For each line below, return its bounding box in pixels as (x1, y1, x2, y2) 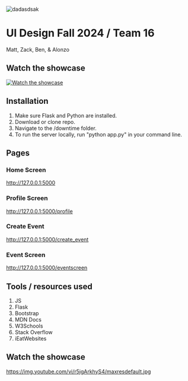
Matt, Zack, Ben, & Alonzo (6, 46, 70, 53)
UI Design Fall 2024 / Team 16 (6, 27, 155, 40)
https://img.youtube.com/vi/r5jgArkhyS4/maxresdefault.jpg (6, 368, 151, 375)
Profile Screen (6, 194, 49, 202)
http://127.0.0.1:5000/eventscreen (6, 264, 88, 271)
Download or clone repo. (14, 118, 76, 125)
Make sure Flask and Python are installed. (14, 112, 117, 119)
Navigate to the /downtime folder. (14, 125, 97, 132)
